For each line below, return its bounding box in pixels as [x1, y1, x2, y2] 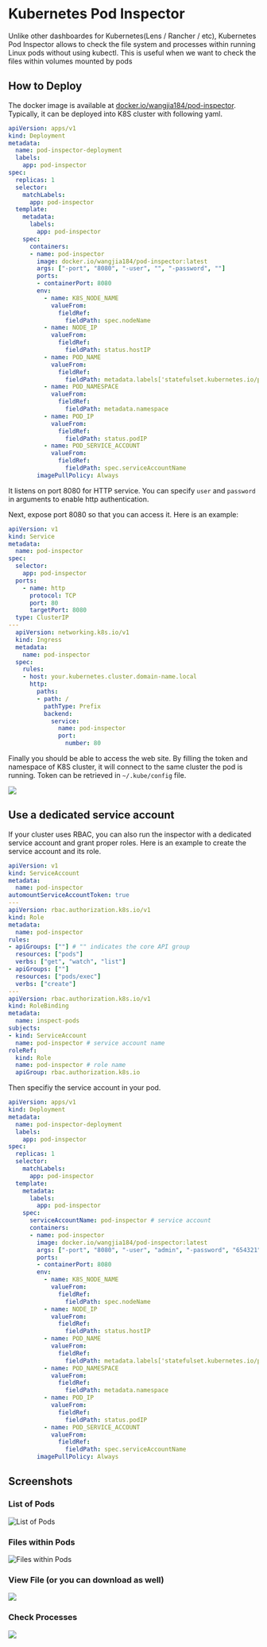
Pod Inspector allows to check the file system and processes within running [8, 39, 256, 48]
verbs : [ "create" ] [15, 980, 77, 988]
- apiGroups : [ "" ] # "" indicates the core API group [8, 943, 191, 951]
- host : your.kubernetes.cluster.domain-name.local [22, 673, 197, 681]
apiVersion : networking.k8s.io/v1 [15, 628, 130, 636]
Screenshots [8, 1475, 73, 1488]
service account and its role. [8, 846, 102, 856]
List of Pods [8, 1498, 56, 1510]
